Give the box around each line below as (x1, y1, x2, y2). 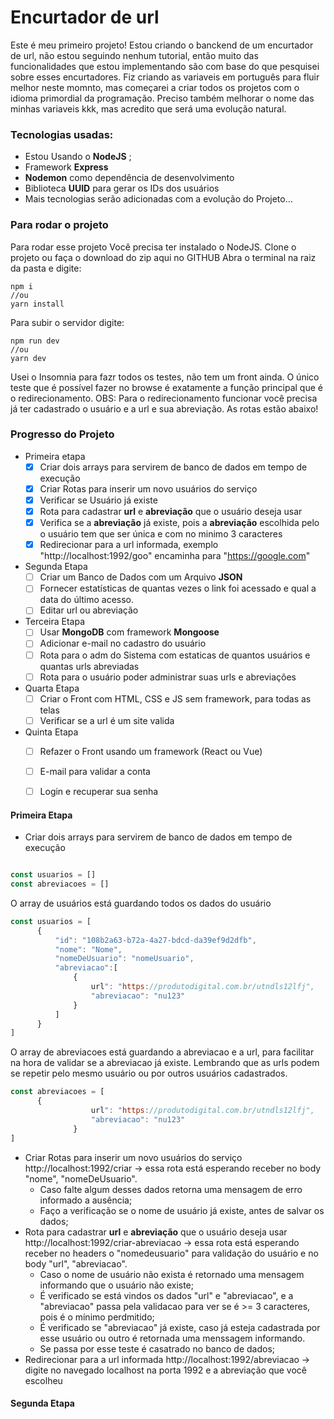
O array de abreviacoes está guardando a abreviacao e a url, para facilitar (10, 1046, 315, 1058)
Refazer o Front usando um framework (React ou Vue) (39, 745, 263, 757)
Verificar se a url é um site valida (39, 714, 175, 726)
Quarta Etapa (24, 682, 80, 694)
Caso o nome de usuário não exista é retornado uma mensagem (39, 1268, 305, 1280)
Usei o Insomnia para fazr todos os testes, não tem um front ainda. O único (10, 371, 320, 383)
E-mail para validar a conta (39, 765, 151, 777)
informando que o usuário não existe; (39, 1279, 194, 1291)
